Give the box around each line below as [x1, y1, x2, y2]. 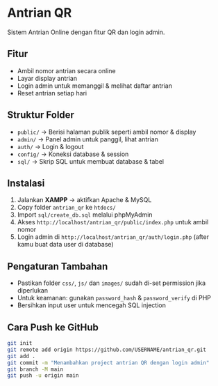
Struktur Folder [7, 109, 75, 121]
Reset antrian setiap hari [17, 88, 87, 97]
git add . [7, 353, 36, 360]
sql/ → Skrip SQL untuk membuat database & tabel [17, 157, 165, 165]
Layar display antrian [17, 74, 78, 82]
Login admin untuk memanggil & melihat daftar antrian [17, 82, 172, 90]
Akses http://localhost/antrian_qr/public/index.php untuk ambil [17, 218, 209, 226]
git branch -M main [7, 366, 64, 373]
